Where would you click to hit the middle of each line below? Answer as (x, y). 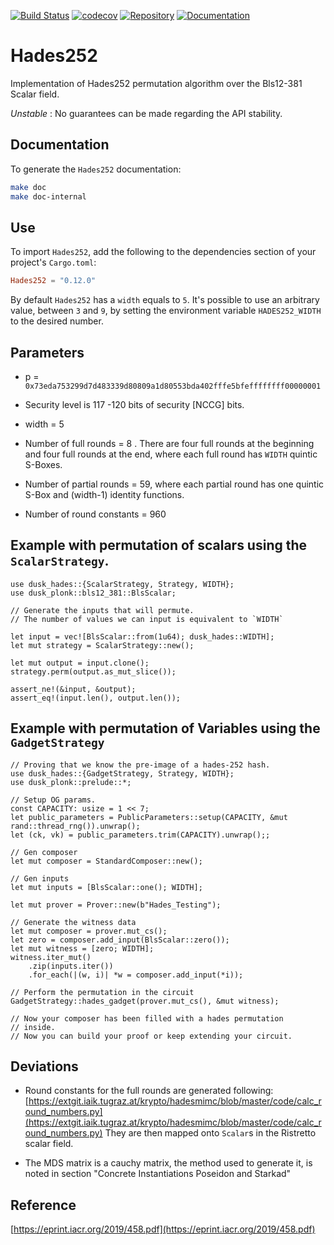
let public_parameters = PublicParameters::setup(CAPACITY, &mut (149, 817)
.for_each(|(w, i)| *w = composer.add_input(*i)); (136, 975)
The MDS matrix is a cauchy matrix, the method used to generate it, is (168, 1163)
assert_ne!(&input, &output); (73, 689)
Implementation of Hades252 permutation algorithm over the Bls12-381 (156, 83)
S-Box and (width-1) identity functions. (104, 494)
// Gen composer (44, 852)
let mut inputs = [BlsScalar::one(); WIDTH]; (106, 887)
